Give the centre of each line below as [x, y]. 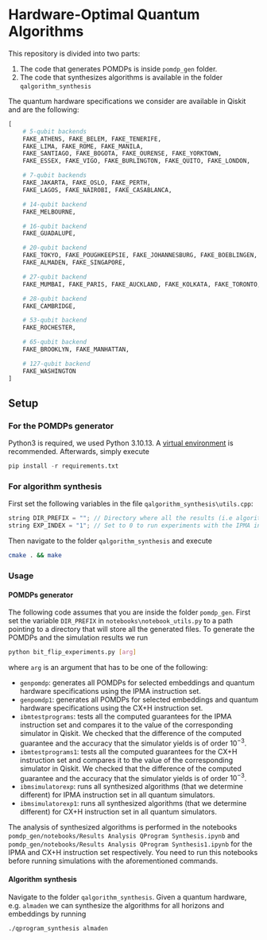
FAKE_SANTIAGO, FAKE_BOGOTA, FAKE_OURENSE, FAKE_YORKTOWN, [122, 154]
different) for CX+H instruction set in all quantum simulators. [118, 812]
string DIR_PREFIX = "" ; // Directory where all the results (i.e [120, 518]
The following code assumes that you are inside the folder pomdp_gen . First [130, 612]
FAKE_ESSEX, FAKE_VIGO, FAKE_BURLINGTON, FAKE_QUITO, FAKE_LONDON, [136, 161]
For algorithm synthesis [55, 487]
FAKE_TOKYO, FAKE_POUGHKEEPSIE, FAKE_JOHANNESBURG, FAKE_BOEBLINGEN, [140, 256]
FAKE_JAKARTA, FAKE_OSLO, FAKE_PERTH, [87, 183]
